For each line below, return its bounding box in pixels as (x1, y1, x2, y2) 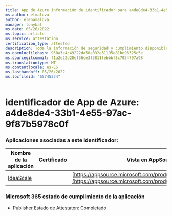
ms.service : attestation (5, 36, 58, 42)
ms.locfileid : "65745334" (5, 74, 60, 80)
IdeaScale (8, 174, 32, 182)
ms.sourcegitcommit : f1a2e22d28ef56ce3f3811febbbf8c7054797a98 (5, 55, 143, 61)
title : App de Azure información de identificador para (5, 7, 127, 13)
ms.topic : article (5, 31, 45, 36)
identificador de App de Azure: (5, 96, 139, 108)
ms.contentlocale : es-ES (5, 65, 58, 70)
